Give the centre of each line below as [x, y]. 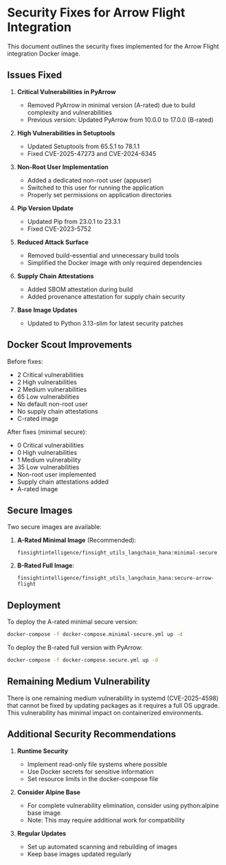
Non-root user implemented [56, 474]
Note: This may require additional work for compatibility [106, 820]
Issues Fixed [35, 75]
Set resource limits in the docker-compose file [93, 778]
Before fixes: [25, 361]
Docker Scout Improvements [70, 345]
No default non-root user [52, 404]
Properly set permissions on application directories [99, 194]
